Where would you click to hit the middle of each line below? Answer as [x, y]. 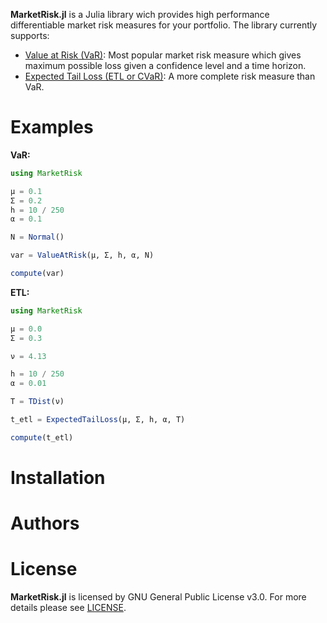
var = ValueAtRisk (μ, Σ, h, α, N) [82, 255]
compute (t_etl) [42, 437]
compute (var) [37, 274]
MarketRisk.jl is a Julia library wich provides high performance [140, 14]
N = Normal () [37, 237]
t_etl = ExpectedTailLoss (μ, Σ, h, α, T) [98, 420]
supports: [30, 35]
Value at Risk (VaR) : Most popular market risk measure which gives [163, 55]
